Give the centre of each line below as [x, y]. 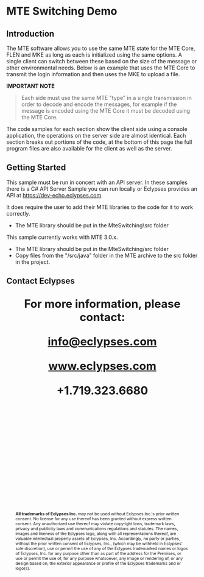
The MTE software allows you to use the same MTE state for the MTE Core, [101, 48]
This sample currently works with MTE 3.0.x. [62, 237]
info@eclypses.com [102, 341]
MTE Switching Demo [62, 11]
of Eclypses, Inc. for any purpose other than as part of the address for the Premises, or [98, 553]
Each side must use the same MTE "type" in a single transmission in [106, 98]
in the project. [33, 262]
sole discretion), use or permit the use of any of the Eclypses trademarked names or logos [102, 548]
